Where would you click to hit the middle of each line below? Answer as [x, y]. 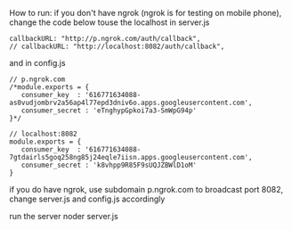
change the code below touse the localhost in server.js [109, 22]
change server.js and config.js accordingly [87, 199]
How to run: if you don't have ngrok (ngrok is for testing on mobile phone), [146, 13]
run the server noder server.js [64, 216]
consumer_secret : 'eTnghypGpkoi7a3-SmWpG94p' [109, 111]
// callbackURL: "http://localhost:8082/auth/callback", [117, 46]
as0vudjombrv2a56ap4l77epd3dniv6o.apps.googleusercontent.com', [131, 103]
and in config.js [37, 63]
